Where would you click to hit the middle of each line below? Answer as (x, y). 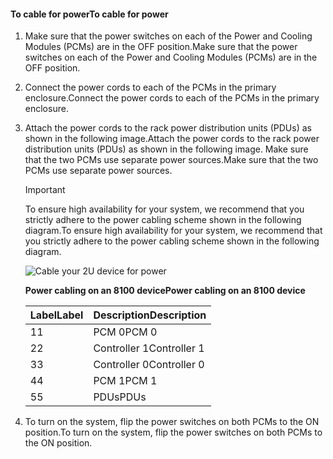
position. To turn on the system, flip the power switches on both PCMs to (173, 432)
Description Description (150, 315)
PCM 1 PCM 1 (125, 381)
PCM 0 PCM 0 (125, 332)
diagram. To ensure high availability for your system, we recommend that (173, 231)
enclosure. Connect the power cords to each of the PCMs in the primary (172, 98)
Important (45, 190)
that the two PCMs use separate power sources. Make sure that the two (171, 160)
